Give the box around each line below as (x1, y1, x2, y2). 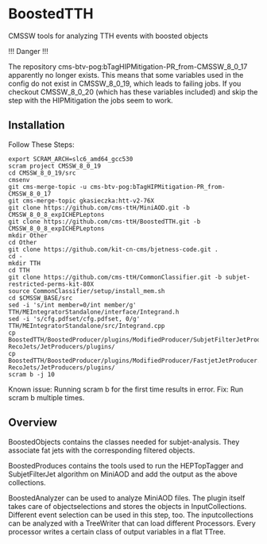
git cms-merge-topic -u (8, 183, 87, 191)
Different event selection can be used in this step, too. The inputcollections (8, 510, 254, 519)
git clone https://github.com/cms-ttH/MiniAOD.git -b (8, 203, 191, 211)
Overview (8, 416, 58, 430)
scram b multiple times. (8, 392, 85, 402)
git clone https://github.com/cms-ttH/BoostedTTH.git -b (8, 218, 201, 226)
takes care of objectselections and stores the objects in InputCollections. (8, 501, 247, 511)
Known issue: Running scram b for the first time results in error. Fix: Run (8, 384, 244, 394)
